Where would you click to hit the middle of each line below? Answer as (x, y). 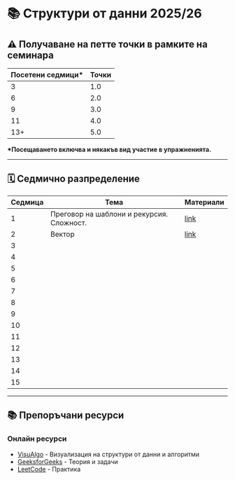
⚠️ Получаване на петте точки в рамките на (107, 44)
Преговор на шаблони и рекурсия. (109, 214)
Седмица (27, 202)
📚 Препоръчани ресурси (66, 415)
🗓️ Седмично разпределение (73, 179)
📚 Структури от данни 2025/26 (105, 14)
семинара (30, 55)
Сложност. (69, 223)
